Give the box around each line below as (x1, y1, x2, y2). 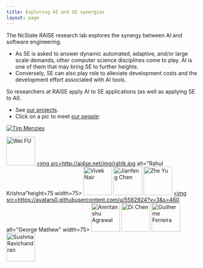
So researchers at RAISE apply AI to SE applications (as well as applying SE (6, 87, 196, 95)
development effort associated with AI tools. (15, 76, 127, 83)
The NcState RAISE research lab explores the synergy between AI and (6, 31, 183, 39)
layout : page (6, 15, 40, 21)
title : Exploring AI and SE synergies (6, 9, 105, 15)
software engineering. (6, 38, 62, 45)
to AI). (6, 94, 22, 102)
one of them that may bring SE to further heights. (15, 62, 139, 70)
